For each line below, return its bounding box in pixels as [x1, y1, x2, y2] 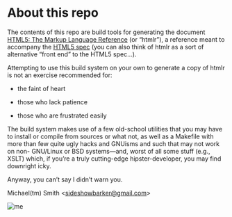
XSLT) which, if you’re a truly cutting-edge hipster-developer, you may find [7, 154, 222, 163]
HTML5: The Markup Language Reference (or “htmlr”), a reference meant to [7, 35, 225, 43]
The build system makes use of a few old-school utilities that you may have [7, 124, 223, 133]
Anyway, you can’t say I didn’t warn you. [7, 175, 123, 184]
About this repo [7, 5, 99, 21]
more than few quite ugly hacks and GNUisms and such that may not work [7, 139, 220, 147]
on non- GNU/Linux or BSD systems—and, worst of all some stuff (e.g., [7, 147, 210, 155]
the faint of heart [17, 84, 66, 93]
